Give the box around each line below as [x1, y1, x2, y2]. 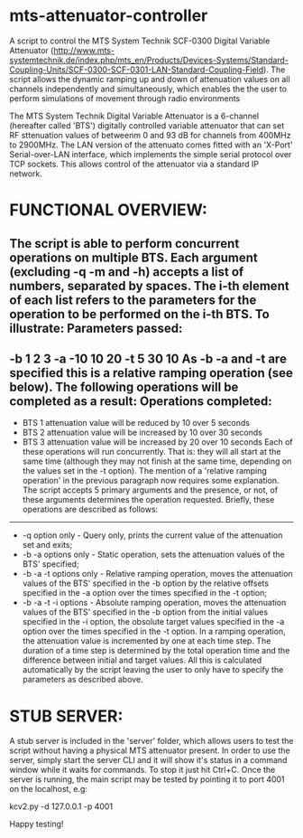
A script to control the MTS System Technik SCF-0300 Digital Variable [9, 35, 271, 46]
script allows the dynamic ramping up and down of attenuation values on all [9, 73, 290, 84]
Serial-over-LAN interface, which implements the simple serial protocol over [9, 148, 292, 159]
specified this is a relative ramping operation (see [9, 365, 293, 381]
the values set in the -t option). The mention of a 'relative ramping [22, 466, 268, 476]
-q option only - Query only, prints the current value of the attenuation [22, 530, 283, 541]
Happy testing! [9, 819, 64, 830]
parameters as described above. [22, 674, 143, 685]
